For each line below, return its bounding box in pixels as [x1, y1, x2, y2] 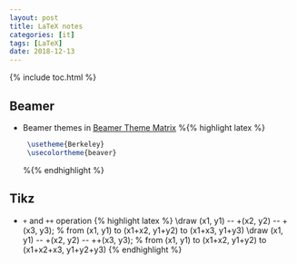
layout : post [9, 13, 59, 23]
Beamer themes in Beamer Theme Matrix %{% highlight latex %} [22, 122, 266, 132]
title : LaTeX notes [9, 22, 84, 31]
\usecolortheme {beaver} [26, 148, 117, 157]
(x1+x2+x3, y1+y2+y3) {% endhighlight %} [22, 244, 183, 255]
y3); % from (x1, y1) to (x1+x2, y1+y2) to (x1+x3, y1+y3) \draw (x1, [39, 224, 283, 236]
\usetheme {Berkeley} [26, 140, 104, 149]
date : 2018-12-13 [9, 47, 75, 56]
